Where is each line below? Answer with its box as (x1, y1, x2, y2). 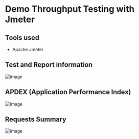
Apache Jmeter (12, 47, 44, 52)
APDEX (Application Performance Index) (5, 88, 131, 96)
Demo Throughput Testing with (5, 3, 135, 15)
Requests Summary (5, 115, 67, 124)
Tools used (5, 33, 40, 42)
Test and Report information (5, 60, 93, 69)
